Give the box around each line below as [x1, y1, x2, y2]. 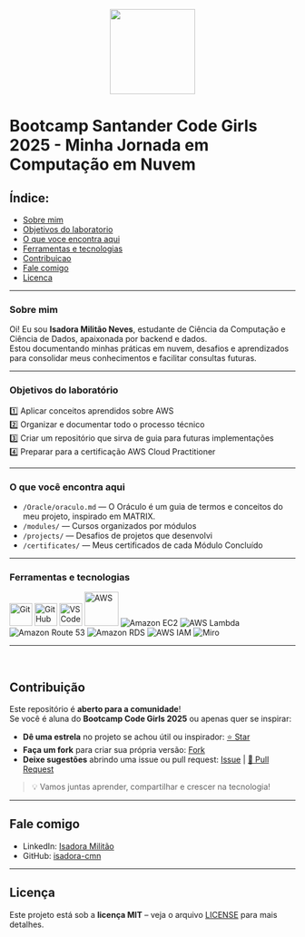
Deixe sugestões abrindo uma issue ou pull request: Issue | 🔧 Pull [22, 754, 270, 765]
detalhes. [9, 919, 44, 930]
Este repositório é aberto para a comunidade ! [9, 704, 182, 714]
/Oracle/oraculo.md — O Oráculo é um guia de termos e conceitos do [22, 501, 283, 512]
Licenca [22, 272, 53, 283]
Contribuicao [22, 253, 72, 263]
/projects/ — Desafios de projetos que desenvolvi [22, 530, 213, 541]
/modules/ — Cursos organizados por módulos [22, 520, 197, 531]
